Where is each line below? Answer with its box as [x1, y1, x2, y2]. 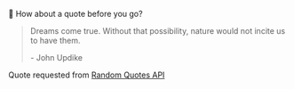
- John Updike [29, 53, 83, 62]
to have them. [29, 36, 81, 45]
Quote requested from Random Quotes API [8, 69, 165, 80]
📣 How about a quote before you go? [8, 9, 143, 19]
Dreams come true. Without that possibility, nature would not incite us [29, 26, 286, 36]
